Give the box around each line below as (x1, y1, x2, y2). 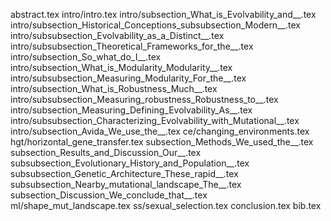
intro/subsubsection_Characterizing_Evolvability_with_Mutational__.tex (10, 115, 300, 126)
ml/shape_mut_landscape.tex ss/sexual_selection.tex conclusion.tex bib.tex (10, 200, 322, 211)
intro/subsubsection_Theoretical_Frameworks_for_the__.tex (10, 40, 254, 52)
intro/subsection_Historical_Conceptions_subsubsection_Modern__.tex (10, 19, 301, 31)
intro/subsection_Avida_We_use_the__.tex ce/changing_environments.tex (10, 125, 310, 137)
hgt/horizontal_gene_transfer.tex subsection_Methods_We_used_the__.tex (10, 136, 314, 148)
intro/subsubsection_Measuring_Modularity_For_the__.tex (10, 72, 247, 84)
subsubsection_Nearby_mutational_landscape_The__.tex (10, 179, 242, 190)
